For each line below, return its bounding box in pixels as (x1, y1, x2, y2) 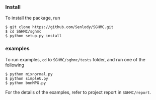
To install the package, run (5, 15, 60, 21)
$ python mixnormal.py (5, 71, 53, 76)
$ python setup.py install (5, 34, 62, 39)
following (5, 62, 24, 68)
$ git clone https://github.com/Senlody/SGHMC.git (5, 25, 114, 30)
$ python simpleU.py (5, 76, 49, 81)
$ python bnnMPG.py (5, 80, 46, 85)
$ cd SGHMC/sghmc (5, 29, 42, 34)
